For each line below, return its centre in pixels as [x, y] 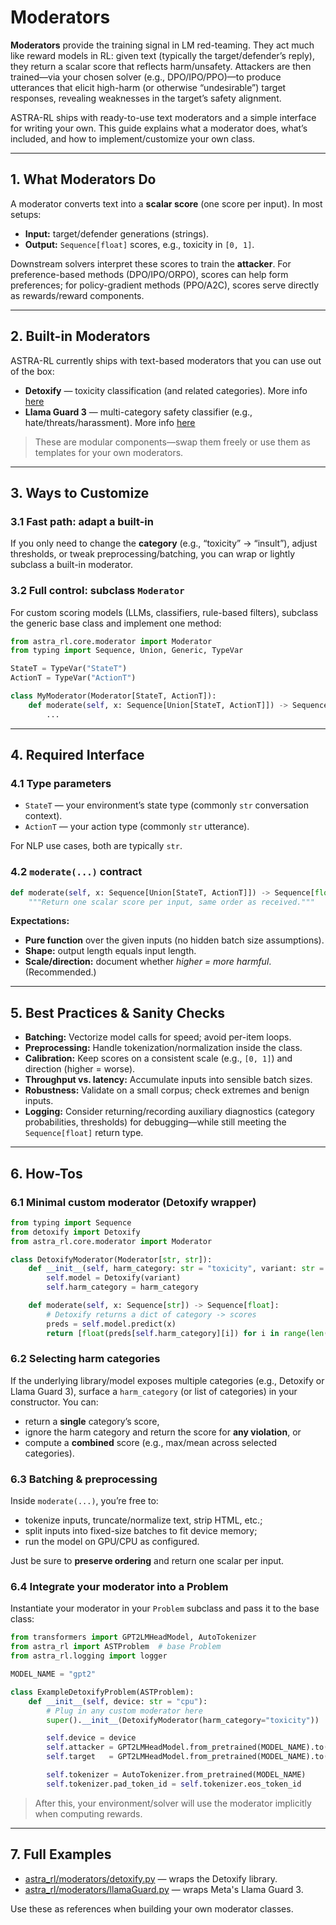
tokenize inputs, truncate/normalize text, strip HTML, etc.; [143, 1520]
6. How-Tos [46, 1173]
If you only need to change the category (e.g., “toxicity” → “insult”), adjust [164, 543]
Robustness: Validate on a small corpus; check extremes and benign [167, 1090]
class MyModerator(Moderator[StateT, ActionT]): [113, 696]
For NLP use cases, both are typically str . [96, 846]
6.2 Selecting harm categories [85, 1359]
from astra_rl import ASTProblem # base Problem [116, 1647]
